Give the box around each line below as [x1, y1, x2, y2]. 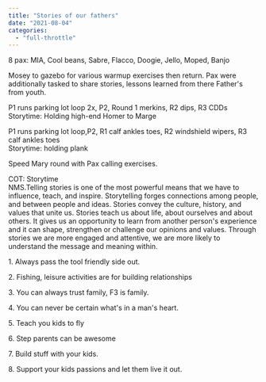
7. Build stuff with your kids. [8, 350, 99, 359]
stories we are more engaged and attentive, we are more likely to [8, 233, 221, 243]
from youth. [8, 88, 46, 97]
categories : [8, 26, 48, 34]
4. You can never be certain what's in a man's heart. [8, 303, 179, 313]
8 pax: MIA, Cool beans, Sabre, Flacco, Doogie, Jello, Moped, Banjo [8, 55, 230, 65]
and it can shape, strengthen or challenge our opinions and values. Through [8, 225, 256, 235]
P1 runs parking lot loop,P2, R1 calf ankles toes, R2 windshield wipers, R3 [8, 127, 248, 136]
